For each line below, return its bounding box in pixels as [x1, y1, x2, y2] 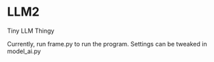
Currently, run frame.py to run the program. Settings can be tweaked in [7, 40, 207, 48]
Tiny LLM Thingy [7, 27, 55, 35]
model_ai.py [7, 47, 41, 55]
